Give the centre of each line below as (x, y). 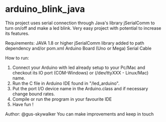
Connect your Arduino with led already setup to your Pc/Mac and (79, 67)
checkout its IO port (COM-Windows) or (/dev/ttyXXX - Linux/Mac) (80, 72)
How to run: (17, 58)
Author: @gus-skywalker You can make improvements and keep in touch (80, 114)
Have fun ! (23, 104)
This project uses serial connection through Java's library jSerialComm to (80, 23)
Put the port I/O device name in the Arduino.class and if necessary (80, 88)
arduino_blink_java (45, 9)
